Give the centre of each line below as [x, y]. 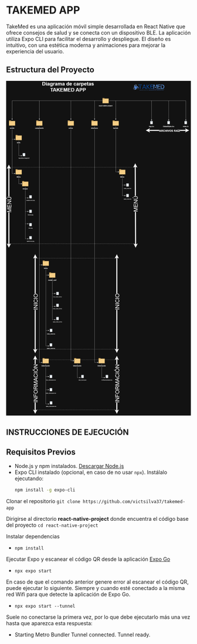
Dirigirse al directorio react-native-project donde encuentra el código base [97, 519]
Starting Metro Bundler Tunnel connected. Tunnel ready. [82, 635]
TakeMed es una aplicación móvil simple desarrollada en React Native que [96, 26]
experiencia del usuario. [35, 51]
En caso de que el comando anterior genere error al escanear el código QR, [97, 582]
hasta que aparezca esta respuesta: [49, 623]
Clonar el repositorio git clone [43, 501]
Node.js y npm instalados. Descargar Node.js [69, 466]
